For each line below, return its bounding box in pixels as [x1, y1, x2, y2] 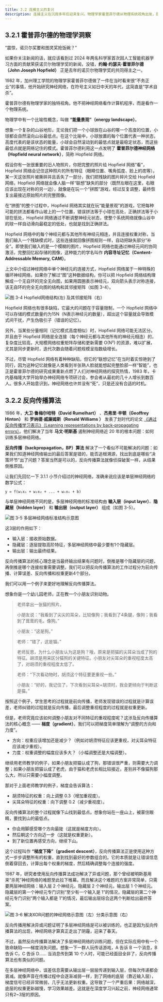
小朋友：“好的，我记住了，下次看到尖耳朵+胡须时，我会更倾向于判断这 [16, 682, 158, 688]
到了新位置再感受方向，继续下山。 [12, 838, 81, 844]
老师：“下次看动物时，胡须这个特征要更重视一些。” [16, 671, 117, 678]
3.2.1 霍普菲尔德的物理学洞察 [5, 31, 91, 39]
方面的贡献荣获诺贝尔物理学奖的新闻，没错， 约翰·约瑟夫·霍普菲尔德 [9, 61, 144, 67]
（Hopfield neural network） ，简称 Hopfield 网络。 [5, 152, 107, 157]
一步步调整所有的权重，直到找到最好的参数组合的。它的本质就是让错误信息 [9, 854, 158, 861]
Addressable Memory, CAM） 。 [5, 255, 69, 261]
